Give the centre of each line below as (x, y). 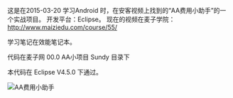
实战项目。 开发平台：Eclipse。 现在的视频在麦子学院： (94, 19)
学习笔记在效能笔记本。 (42, 42)
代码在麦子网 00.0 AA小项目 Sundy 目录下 (69, 57)
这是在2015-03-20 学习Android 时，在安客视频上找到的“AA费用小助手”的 (114, 10)
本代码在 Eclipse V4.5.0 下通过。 (55, 72)
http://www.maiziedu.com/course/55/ (63, 27)
